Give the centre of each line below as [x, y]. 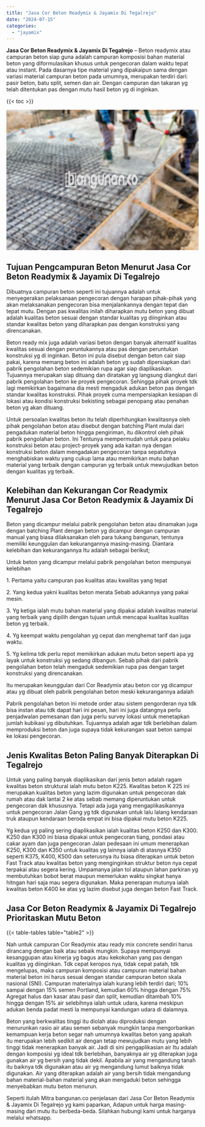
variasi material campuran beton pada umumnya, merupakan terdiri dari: [97, 76]
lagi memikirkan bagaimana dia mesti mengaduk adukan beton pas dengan [101, 388]
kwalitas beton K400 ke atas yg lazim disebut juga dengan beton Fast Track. [102, 889]
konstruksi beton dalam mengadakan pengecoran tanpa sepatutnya [92, 452]
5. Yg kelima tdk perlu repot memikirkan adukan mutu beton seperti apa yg [100, 654]
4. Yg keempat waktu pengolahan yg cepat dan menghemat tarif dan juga [99, 636]
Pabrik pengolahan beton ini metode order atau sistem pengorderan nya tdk [102, 704]
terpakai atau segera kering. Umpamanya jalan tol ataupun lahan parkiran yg [102, 869]
